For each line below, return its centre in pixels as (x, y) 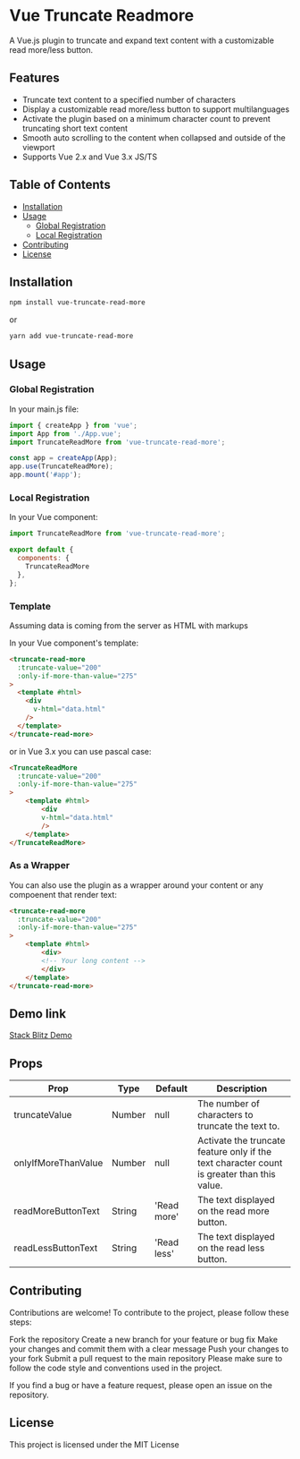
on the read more (233, 1211)
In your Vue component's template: (74, 643)
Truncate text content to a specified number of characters (129, 99)
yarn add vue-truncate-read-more (71, 337)
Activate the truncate (242, 1140)
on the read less (231, 1248)
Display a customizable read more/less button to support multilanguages (156, 109)
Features (34, 78)
